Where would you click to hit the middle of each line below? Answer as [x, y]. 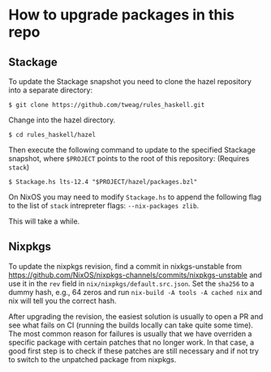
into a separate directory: [51, 90]
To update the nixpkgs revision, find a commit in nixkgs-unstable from [125, 266]
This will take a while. [44, 221]
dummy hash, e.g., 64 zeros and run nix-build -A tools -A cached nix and [135, 292]
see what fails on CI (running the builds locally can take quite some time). [131, 325]
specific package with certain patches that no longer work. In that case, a [131, 342]
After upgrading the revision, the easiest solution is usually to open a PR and [136, 316]
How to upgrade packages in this [122, 15]
